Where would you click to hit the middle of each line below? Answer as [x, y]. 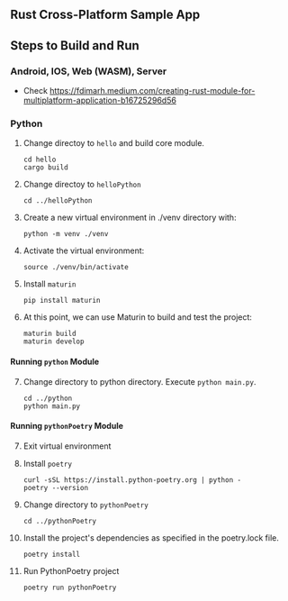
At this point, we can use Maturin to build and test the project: [138, 317]
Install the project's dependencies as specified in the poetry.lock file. [151, 537]
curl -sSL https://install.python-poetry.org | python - [132, 480]
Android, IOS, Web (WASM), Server [89, 71]
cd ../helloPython [58, 201]
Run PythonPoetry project [71, 570]
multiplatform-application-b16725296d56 [99, 100]
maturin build [49, 334]
